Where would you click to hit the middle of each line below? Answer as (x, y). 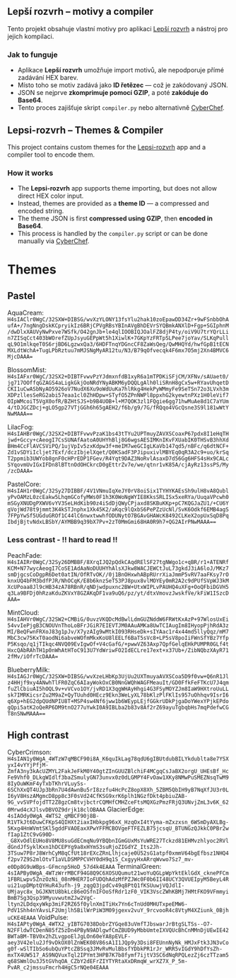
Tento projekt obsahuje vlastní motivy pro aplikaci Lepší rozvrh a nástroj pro (118, 28)
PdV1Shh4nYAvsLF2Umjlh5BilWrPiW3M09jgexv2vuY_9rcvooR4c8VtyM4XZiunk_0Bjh (118, 911)
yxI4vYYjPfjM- (28, 765)
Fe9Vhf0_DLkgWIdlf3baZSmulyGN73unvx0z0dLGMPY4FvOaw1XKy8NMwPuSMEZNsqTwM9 (118, 778)
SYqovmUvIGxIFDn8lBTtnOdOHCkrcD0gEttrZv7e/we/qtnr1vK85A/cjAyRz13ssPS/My (118, 465)
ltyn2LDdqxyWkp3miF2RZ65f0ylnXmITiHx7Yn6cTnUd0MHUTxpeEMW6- (98, 904)
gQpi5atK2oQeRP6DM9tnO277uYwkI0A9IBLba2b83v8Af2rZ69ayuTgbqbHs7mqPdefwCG (118, 707)
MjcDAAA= (20, 357)
